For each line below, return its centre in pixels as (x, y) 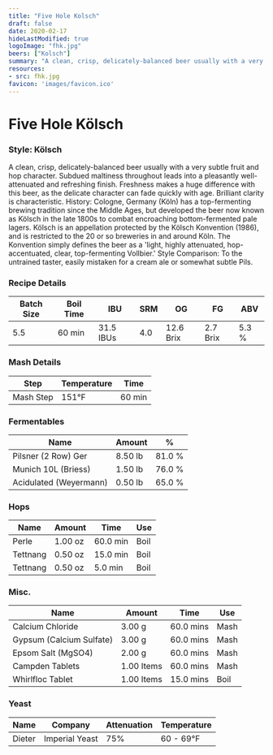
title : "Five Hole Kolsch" (54, 16)
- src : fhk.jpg (34, 76)
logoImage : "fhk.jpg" (45, 46)
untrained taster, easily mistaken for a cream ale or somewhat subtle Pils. (131, 261)
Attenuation (129, 725)
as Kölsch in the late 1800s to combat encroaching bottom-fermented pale (133, 218)
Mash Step (33, 397)
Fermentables (37, 421)
